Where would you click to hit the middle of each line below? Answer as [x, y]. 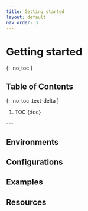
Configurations [35, 162]
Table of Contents [40, 86]
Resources [26, 202]
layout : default [26, 17]
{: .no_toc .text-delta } [33, 101]
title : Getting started [35, 11]
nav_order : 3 [22, 22]
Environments [32, 142]
